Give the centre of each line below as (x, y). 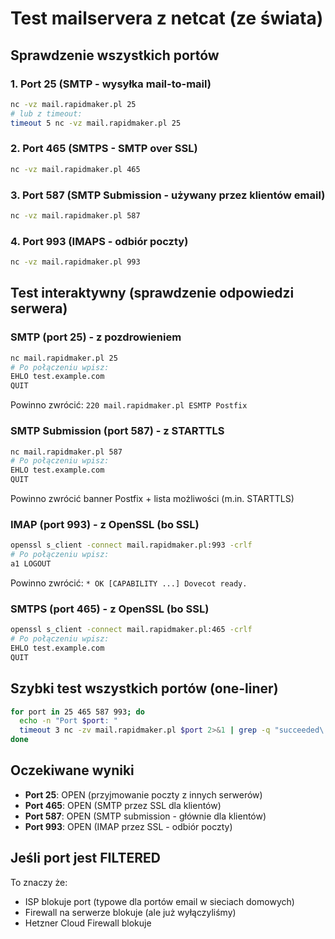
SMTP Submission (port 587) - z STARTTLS (117, 431)
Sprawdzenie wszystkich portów (115, 55)
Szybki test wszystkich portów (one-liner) (144, 688)
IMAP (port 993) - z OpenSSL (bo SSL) (105, 524)
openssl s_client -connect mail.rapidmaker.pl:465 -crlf (131, 630)
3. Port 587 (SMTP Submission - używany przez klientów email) (168, 195)
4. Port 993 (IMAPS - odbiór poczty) (99, 241)
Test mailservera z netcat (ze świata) (167, 18)
